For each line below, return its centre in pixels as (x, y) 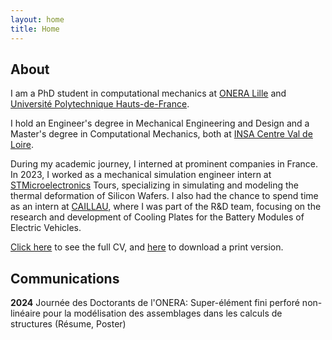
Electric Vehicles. (46, 228)
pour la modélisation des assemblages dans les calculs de (162, 313)
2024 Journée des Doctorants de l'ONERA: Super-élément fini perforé (155, 303)
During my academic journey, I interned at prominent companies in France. (164, 164)
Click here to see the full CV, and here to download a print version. (147, 247)
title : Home (35, 29)
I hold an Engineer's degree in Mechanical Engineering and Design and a (160, 123)
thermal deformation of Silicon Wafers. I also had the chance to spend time (164, 196)
